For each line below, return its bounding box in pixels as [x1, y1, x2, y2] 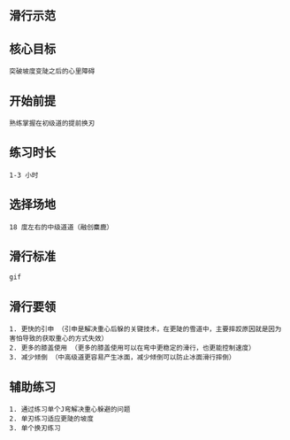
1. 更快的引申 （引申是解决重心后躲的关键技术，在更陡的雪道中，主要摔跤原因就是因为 [9, 325, 282, 334]
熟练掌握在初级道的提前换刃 [9, 119, 95, 128]
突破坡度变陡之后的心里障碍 [9, 67, 95, 76]
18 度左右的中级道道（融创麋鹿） [9, 222, 113, 232]
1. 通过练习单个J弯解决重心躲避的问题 [9, 405, 131, 414]
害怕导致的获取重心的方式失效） [9, 335, 109, 344]
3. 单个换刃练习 [9, 424, 61, 433]
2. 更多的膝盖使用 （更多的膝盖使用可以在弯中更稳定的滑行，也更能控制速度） [9, 344, 256, 352]
